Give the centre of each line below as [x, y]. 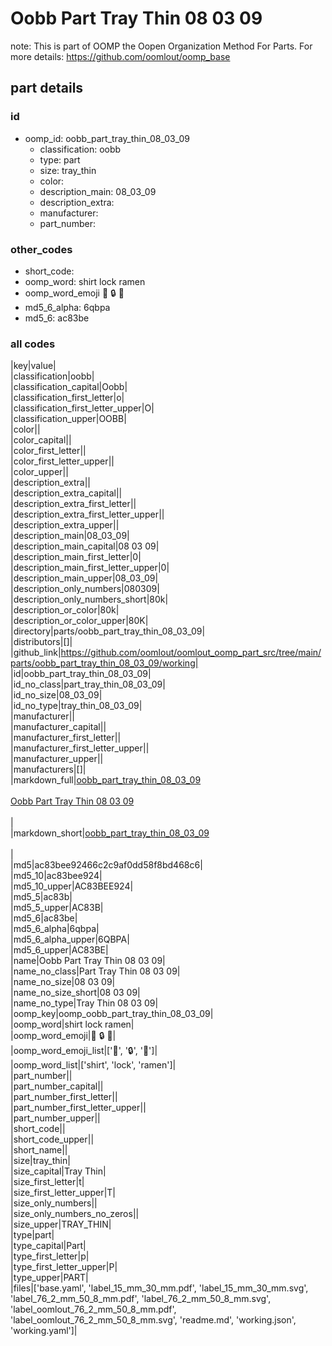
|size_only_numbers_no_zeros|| [75, 1214]
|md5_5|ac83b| [41, 897]
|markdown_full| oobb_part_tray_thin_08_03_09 [106, 780]
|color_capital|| [41, 440]
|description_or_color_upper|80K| [79, 621]
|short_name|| [39, 1150]
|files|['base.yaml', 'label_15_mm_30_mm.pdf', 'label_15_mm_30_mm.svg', [159, 1288]
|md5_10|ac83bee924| [56, 876]
